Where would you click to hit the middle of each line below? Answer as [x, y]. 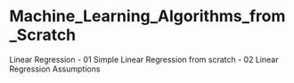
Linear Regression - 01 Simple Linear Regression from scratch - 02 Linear [144, 59]
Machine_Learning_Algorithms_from [147, 16]
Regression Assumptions [55, 69]
